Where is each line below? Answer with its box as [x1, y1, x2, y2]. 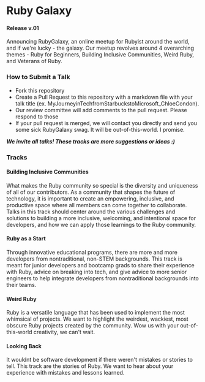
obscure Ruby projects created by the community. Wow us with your [6, 322, 179, 329]
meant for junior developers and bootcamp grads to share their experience [6, 262, 195, 269]
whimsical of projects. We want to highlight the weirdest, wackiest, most [6, 315, 188, 323]
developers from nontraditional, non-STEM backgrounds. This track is [6, 255, 182, 262]
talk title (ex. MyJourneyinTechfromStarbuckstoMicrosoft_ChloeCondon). [15, 99, 199, 107]
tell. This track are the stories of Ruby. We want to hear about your [6, 362, 174, 370]
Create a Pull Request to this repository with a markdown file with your [15, 93, 193, 101]
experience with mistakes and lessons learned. [6, 369, 125, 376]
